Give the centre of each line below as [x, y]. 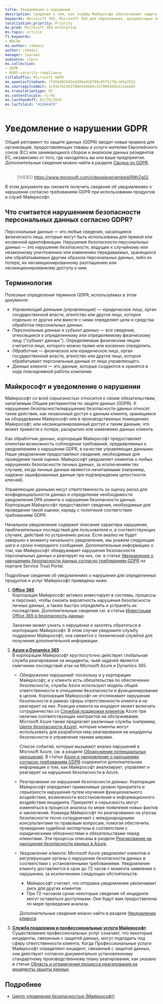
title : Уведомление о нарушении [38, 9]
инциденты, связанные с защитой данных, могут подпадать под [79, 938]
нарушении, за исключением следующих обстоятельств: [79, 874]
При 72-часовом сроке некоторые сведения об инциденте [88, 894]
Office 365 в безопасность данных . [49, 616]
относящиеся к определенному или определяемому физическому [81, 335]
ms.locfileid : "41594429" [31, 105]
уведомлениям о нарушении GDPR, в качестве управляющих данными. [80, 449]
